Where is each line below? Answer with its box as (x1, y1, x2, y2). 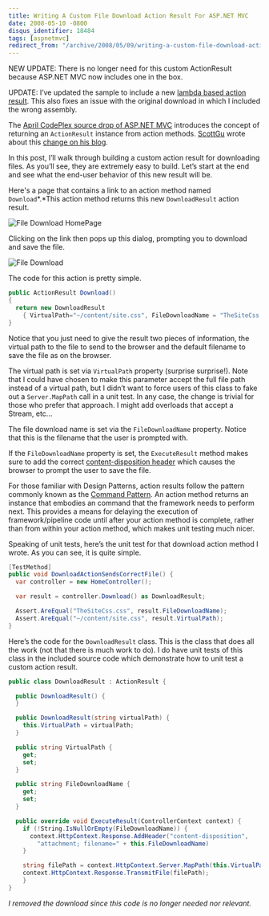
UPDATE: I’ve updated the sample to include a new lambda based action (8, 88, 247, 97)
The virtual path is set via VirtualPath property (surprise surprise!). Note (8, 366, 248, 376)
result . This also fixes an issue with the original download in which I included (8, 96, 261, 106)
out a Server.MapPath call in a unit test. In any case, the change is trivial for (8, 391, 255, 401)
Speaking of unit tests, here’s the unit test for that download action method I (8, 539, 259, 548)
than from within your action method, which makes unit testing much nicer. (8, 523, 255, 533)
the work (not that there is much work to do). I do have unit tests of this (8, 645, 243, 654)
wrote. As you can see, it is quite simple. (8, 548, 142, 557)
